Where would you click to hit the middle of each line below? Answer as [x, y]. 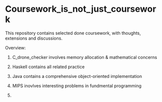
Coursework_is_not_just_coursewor [81, 9]
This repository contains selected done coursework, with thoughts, [73, 33]
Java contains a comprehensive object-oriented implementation [77, 76]
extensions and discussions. [34, 38]
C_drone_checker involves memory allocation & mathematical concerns [85, 57]
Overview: [16, 48]
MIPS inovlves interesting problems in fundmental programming [77, 86]
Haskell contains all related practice [48, 67]
